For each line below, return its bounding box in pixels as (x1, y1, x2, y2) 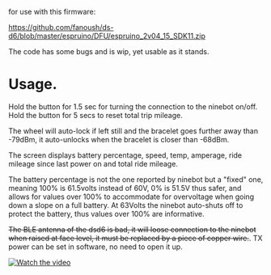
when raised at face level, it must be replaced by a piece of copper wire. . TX (8, 233, 263, 243)
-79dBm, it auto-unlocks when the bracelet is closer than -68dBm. (8, 134, 230, 144)
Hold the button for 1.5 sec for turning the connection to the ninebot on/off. (8, 101, 258, 112)
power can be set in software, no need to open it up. (8, 242, 184, 252)
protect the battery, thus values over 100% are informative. (8, 209, 205, 218)
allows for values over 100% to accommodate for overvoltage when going (8, 192, 255, 201)
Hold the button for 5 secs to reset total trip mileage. (8, 110, 184, 120)
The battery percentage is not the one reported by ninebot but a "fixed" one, (8, 174, 264, 184)
